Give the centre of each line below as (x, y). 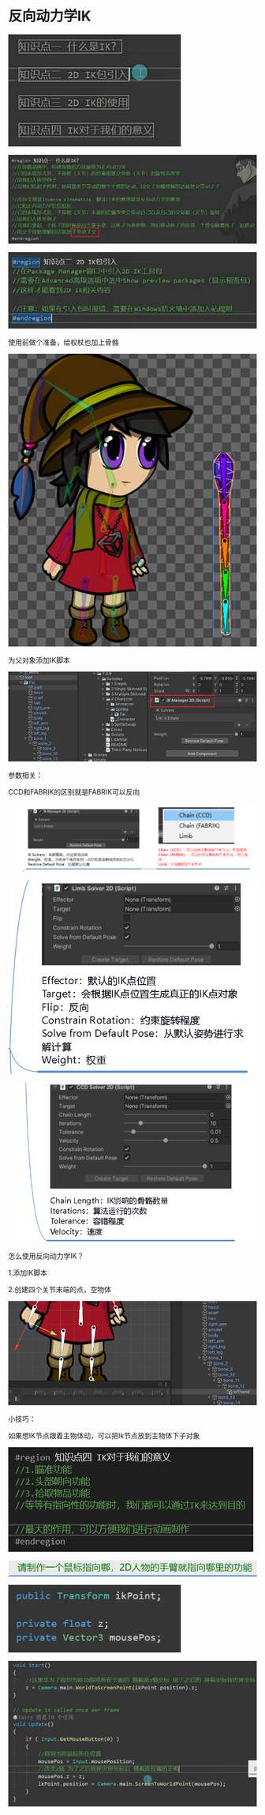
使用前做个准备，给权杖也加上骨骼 (63, 342)
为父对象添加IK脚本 (39, 660)
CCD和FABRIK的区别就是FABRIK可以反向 (74, 792)
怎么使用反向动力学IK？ (46, 1256)
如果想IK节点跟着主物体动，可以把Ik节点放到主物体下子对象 (104, 1435)
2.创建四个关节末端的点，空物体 (60, 1289)
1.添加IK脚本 (28, 1272)
